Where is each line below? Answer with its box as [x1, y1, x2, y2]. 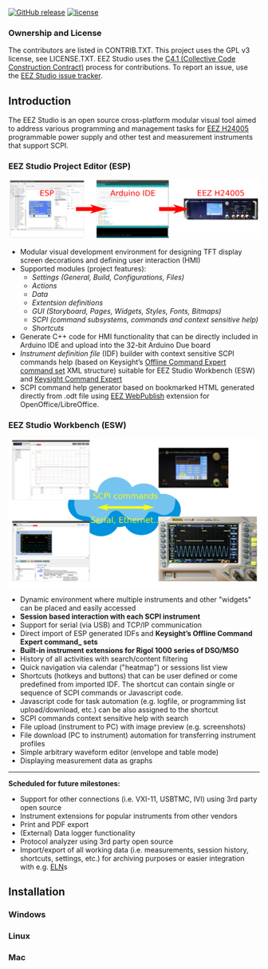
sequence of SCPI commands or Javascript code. [19, 688, 183, 698]
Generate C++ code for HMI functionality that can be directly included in [19, 332, 258, 341]
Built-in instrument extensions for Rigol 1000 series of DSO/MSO [19, 646, 239, 655]
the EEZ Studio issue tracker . [8, 71, 103, 81]
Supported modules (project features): [19, 264, 147, 273]
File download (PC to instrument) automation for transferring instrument [19, 730, 257, 740]
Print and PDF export [19, 820, 89, 829]
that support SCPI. [8, 140, 69, 151]
